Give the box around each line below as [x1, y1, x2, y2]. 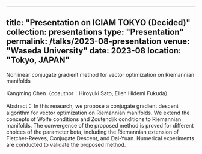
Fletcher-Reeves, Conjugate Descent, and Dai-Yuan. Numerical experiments [6, 134, 194, 141]
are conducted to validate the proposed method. [6, 141, 126, 148]
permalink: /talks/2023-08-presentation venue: [6, 37, 190, 47]
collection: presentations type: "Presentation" [6, 27, 185, 37]
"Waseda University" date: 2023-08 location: [6, 46, 182, 56]
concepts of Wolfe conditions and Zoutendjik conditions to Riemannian [6, 115, 182, 123]
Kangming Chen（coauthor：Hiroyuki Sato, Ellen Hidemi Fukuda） [6, 89, 171, 96]
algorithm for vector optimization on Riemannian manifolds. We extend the [6, 109, 190, 116]
